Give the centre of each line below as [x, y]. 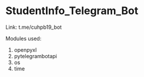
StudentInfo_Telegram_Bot [72, 11]
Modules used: [24, 38]
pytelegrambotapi [35, 56]
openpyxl [25, 50]
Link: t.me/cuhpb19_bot [34, 27]
